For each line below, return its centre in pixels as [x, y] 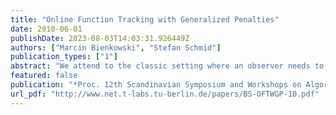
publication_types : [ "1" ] [64, 57]
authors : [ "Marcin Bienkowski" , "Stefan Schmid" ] [116, 47]
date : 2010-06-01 [46, 29]
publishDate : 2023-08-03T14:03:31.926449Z [100, 38]
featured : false [44, 76]
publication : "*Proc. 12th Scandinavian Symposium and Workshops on [156, 85]
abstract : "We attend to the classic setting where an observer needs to [167, 66]
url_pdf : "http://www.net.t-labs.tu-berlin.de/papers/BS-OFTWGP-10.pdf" [165, 94]
